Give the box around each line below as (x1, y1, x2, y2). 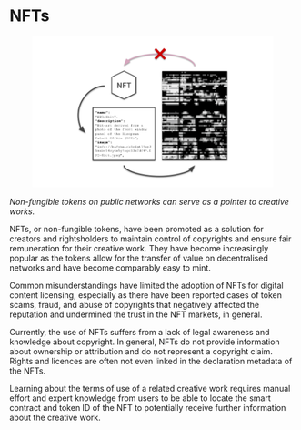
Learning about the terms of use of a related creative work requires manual (9, 384, 291, 394)
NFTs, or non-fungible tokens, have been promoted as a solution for (9, 224, 264, 235)
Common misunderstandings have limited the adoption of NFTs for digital (9, 280, 284, 292)
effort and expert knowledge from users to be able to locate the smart (9, 393, 271, 404)
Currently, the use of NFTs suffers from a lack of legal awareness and (9, 327, 270, 338)
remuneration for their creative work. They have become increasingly (9, 243, 269, 254)
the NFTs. (9, 365, 46, 376)
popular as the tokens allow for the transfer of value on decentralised (9, 252, 268, 264)
